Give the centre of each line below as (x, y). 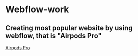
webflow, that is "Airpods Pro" (53, 36)
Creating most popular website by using (69, 28)
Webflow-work (37, 9)
